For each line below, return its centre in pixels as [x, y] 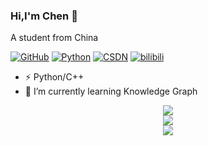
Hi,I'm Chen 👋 [44, 16]
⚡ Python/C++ [54, 77]
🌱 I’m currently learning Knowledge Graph [111, 91]
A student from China [54, 38]
